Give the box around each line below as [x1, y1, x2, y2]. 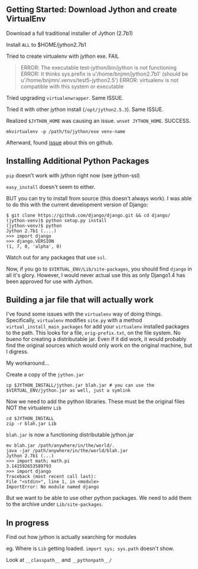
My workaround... [6, 360, 49, 367]
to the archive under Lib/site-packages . [6, 500, 103, 508]
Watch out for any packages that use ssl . [6, 253, 107, 261]
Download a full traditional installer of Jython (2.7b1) [6, 30, 133, 37]
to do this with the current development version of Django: [6, 201, 148, 208]
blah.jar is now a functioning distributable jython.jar [6, 431, 134, 438]
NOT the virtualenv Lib [6, 404, 62, 411]
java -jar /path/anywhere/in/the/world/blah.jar [6, 448, 128, 454]
